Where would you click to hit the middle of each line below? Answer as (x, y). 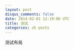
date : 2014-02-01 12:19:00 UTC (37, 19)
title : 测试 (17, 23)
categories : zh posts (27, 28)
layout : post (18, 10)
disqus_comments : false (30, 14)
